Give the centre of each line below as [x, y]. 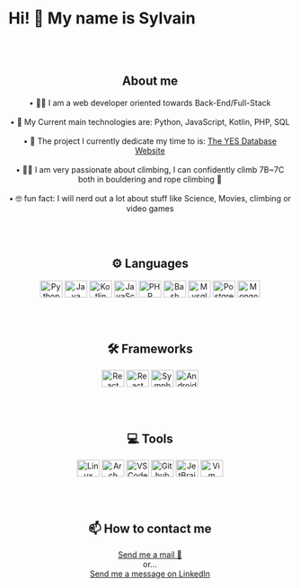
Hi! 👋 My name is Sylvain [102, 18]
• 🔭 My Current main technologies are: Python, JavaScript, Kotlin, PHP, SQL [150, 121]
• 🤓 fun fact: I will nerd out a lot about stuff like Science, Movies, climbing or [150, 198]
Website [150, 150]
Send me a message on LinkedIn [150, 574]
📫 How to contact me [150, 528]
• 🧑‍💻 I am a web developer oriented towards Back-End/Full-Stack [150, 102]
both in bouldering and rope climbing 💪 [150, 179]
